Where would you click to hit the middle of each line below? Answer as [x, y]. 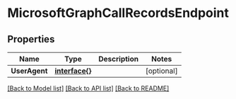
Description [119, 59]
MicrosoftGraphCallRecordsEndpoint [118, 13]
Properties [31, 39]
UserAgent [29, 71]
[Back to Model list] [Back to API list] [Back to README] [88, 88]
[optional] [161, 71]
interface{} [73, 71]
